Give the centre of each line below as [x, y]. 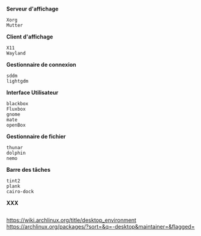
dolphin [16, 153]
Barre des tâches [28, 170]
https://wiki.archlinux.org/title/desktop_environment [71, 220]
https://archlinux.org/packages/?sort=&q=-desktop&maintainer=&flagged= [101, 227]
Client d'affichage [30, 37]
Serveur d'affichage [33, 9]
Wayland [16, 53]
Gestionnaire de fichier [36, 136]
